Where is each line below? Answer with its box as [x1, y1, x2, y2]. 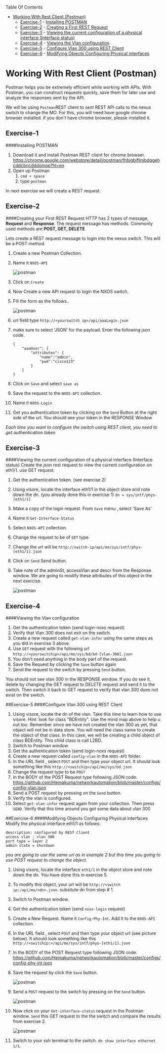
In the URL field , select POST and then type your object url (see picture [12, 930, 156, 936]
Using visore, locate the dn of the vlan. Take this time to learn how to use [12, 711, 162, 717]
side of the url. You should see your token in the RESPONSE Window [12, 414, 152, 420]
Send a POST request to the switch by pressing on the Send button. [12, 989, 146, 995]
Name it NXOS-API [12, 260, 48, 266]
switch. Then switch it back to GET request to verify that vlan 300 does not [5, 687, 159, 693]
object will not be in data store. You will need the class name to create [12, 727, 155, 733]
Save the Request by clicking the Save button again [12, 661, 117, 667]
